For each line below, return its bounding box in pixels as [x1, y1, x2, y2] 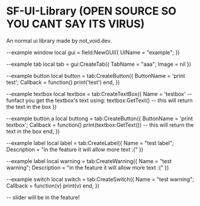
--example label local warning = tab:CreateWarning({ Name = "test [6, 157, 172, 164]
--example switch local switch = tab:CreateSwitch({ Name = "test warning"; [6, 175, 195, 182]
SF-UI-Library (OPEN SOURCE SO [6, 4, 177, 18]
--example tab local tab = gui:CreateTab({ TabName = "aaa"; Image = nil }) [6, 60, 192, 68]
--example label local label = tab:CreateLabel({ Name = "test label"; [6, 139, 174, 146]
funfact [6, 97, 25, 104]
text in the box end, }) [6, 127, 60, 135]
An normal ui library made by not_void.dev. [6, 37, 113, 44]
